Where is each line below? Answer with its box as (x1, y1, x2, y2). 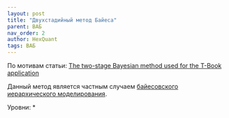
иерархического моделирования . (7, 90, 108, 98)
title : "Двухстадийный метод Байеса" (7, 17, 117, 24)
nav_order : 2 (7, 29, 45, 37)
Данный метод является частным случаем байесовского (7, 83, 179, 90)
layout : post (7, 10, 45, 17)
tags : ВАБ (7, 42, 36, 49)
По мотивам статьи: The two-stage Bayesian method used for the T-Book (7, 62, 222, 69)
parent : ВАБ (7, 23, 42, 30)
